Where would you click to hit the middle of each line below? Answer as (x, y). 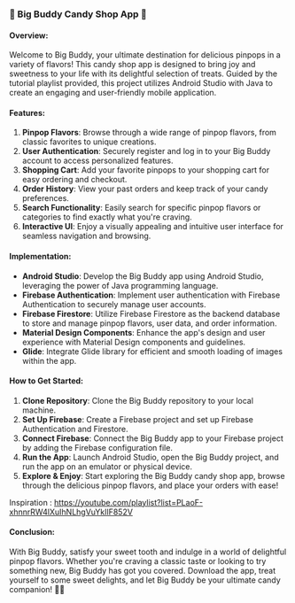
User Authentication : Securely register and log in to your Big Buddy (146, 151)
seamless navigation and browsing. (86, 236)
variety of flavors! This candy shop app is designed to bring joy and (132, 65)
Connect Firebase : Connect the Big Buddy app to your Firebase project (152, 438)
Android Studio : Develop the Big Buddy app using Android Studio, (143, 276)
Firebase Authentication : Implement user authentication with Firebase (151, 295)
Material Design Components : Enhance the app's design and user (144, 332)
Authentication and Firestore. (75, 429)
